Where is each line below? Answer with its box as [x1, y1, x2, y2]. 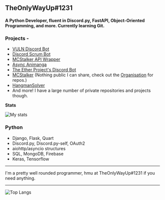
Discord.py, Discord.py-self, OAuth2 [12, 140, 85, 146]
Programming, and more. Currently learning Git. [5, 22, 105, 28]
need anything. [5, 175, 36, 181]
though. [12, 93, 28, 99]
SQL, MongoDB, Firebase [12, 151, 64, 156]
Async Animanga [12, 62, 47, 67]
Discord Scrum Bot [12, 51, 51, 57]
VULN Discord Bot [12, 46, 50, 52]
